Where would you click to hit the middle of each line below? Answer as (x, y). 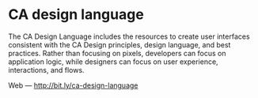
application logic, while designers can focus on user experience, (114, 62)
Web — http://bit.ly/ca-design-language (73, 85)
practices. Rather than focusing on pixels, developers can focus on (117, 53)
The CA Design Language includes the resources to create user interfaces (129, 36)
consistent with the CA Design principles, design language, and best (120, 44)
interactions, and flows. (46, 70)
